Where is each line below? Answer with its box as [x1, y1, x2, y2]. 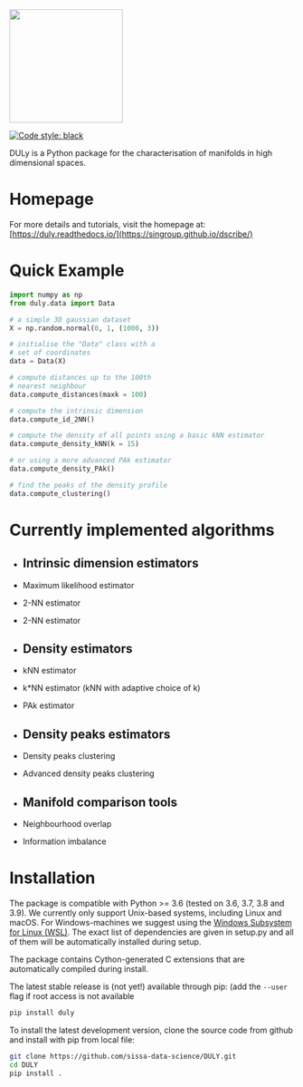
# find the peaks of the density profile [9, 480, 168, 490]
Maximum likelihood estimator [22, 579, 135, 590]
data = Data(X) [9, 357, 67, 366]
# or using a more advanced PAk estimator [9, 456, 172, 465]
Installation [9, 868, 96, 888]
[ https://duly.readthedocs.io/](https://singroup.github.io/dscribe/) [9, 228, 253, 239]
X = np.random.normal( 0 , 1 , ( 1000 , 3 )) [9, 324, 160, 333]
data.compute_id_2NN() [9, 414, 95, 424]
